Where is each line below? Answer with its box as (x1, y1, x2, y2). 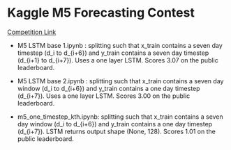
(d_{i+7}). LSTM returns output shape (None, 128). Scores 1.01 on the (17, 127, 216, 135)
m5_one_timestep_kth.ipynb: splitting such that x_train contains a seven (17, 112, 223, 121)
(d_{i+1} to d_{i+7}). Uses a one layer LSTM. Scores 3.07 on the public (17, 56, 218, 64)
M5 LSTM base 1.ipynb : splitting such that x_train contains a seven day (17, 41, 223, 49)
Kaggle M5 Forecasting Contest (7, 5, 195, 21)
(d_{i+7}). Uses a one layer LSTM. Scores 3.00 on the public (17, 92, 191, 100)
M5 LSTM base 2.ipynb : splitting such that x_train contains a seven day (17, 76, 224, 85)
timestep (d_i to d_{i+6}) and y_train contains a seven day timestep (17, 49, 209, 57)
